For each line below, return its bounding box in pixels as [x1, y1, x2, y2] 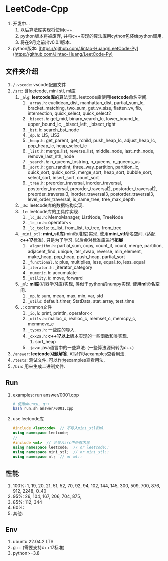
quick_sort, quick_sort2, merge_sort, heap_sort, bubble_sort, [27, 169, 153, 175]
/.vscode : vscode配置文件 [12, 81, 66, 87]
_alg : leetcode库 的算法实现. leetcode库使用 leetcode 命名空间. [20, 94, 148, 100]
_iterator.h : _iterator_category [27, 264, 93, 270]
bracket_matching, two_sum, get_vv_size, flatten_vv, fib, [27, 105, 143, 111]
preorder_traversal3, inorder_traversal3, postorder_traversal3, [27, 191, 154, 197]
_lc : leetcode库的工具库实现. [20, 208, 80, 214]
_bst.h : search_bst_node [27, 127, 79, 133]
